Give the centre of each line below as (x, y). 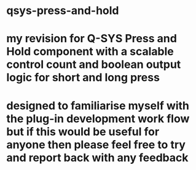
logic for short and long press (83, 78)
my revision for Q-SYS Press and (92, 39)
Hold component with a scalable (90, 52)
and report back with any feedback (97, 157)
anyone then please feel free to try (96, 145)
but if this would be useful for (83, 131)
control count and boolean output (94, 65)
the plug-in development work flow (98, 118)
